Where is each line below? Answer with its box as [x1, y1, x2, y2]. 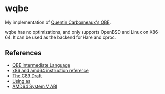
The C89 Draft [12, 73, 42, 79]
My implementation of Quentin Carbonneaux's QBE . [5, 19, 111, 25]
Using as [12, 78, 31, 84]
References [5, 49, 42, 57]
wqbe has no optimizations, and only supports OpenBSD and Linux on [5, 29, 149, 35]
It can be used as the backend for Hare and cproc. [13, 34, 116, 40]
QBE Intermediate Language [12, 62, 71, 68]
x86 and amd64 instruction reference [12, 67, 89, 73]
